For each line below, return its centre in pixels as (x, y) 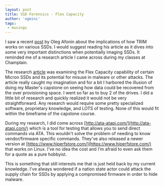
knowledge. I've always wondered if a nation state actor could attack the (78, 169)
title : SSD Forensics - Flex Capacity (44, 14)
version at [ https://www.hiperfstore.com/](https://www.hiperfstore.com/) (78, 144)
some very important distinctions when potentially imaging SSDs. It (72, 52)
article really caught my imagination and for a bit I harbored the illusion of (79, 82)
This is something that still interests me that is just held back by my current (80, 164)
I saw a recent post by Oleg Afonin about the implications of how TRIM (76, 42)
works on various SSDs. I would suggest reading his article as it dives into (79, 47)
